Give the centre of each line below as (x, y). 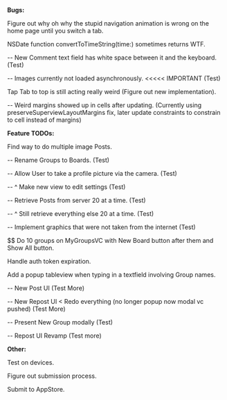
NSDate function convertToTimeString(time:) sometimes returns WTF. (106, 44)
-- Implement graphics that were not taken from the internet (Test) (101, 227)
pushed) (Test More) (36, 309)
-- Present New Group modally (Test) (60, 322)
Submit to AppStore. (36, 389)
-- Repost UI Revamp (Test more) (54, 336)
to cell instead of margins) (44, 120)
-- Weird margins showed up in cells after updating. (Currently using (105, 105)
